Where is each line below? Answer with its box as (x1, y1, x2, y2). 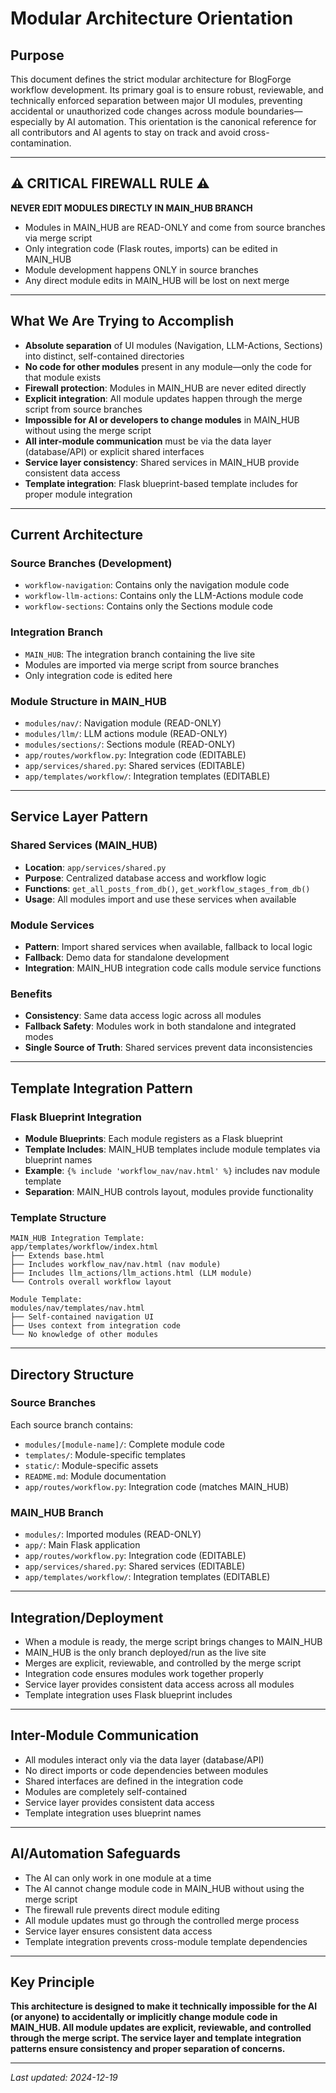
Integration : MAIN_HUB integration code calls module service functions (24, 962, 322, 974)
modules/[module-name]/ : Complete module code (24, 1438, 225, 1450)
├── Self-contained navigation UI (10, 1312, 155, 1322)
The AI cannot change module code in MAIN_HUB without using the (24, 1882, 305, 1894)
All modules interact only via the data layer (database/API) (24, 1753, 265, 1766)
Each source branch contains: (10, 1418, 134, 1431)
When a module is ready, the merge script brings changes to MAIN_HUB (24, 1635, 323, 1647)
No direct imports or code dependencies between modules (24, 1764, 269, 1776)
